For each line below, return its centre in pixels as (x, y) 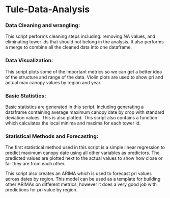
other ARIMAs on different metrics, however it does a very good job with (81, 184)
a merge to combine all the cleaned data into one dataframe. (69, 47)
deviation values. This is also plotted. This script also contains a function (81, 118)
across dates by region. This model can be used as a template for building (83, 179)
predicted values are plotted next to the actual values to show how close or (84, 158)
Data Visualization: (29, 61)
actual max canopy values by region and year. (53, 82)
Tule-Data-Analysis (48, 9)
